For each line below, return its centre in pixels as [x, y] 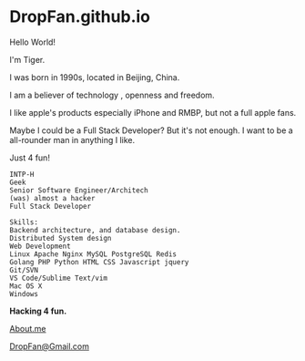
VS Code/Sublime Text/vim [58, 278]
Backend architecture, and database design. [95, 230]
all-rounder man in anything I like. [72, 139]
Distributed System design [61, 238]
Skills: [24, 222]
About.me [28, 328]
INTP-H [22, 174]
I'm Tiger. [27, 59]
